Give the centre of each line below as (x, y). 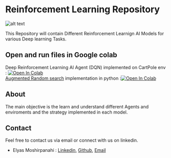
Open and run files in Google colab (61, 55)
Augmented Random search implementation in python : (63, 78)
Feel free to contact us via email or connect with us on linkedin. (72, 140)
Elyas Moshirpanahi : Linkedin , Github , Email (59, 150)
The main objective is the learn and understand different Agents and (77, 106)
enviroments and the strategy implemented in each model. (67, 112)
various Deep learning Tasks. (36, 39)
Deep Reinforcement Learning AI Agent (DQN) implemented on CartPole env (86, 67)
